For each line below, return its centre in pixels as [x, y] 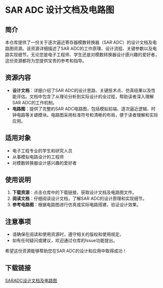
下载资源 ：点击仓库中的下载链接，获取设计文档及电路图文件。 [74, 192]
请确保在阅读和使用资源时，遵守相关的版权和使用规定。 [68, 234]
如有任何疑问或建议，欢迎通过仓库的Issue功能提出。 [65, 240]
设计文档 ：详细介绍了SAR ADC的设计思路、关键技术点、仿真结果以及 [82, 90]
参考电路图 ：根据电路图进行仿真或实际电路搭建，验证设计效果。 [76, 205]
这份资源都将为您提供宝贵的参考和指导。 [46, 61]
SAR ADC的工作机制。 [35, 102]
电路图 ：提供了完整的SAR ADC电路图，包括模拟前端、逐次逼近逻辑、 [82, 109]
